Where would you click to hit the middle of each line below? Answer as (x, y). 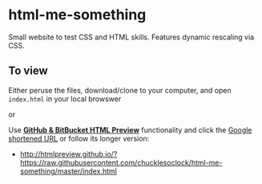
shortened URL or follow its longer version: (79, 138)
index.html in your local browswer (65, 99)
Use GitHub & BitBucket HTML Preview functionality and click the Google (130, 129)
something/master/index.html (69, 171)
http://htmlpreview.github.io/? (69, 153)
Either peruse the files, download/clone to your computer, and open (120, 90)
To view (28, 71)
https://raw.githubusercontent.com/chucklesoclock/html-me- (121, 162)
